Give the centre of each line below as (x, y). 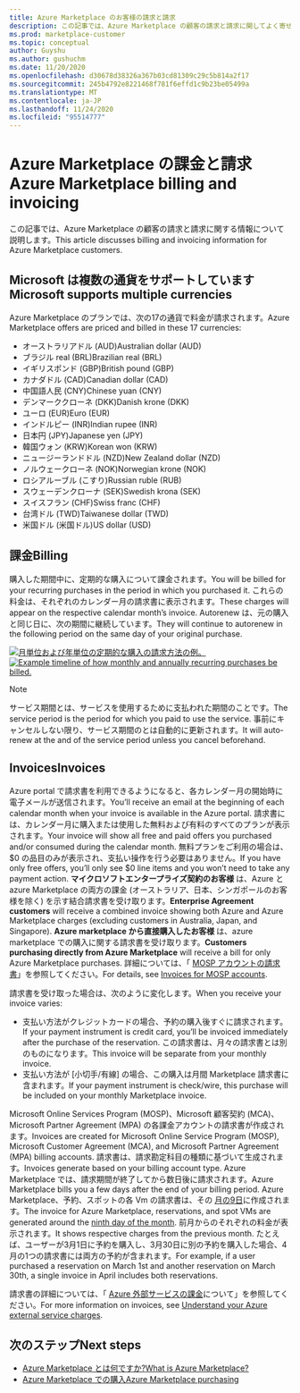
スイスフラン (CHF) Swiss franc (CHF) (91, 502)
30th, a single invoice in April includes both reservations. (114, 1275)
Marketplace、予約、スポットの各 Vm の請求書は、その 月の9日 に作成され (146, 1200)
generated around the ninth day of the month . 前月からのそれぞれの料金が (145, 1222)
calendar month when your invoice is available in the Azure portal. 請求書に (147, 813)
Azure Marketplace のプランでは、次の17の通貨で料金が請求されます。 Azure (150, 317)
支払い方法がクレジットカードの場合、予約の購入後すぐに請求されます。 (155, 1021)
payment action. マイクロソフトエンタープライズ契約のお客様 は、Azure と (146, 878)
